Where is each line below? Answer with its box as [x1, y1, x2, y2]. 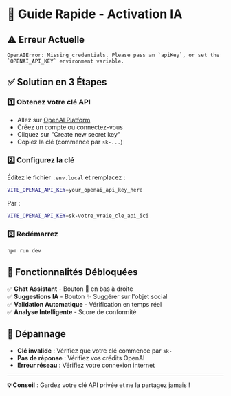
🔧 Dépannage [7, 328, 67, 340]
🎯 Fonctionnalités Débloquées [7, 266, 139, 278]
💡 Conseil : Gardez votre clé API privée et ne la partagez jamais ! [7, 381, 190, 389]
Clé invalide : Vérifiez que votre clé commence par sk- [16, 346, 173, 355]
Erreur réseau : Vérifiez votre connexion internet [16, 361, 155, 369]
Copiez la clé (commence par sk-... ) [16, 137, 123, 146]
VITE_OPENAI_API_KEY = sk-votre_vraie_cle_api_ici [7, 212, 149, 219]
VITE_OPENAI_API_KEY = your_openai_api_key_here [7, 186, 143, 193]
